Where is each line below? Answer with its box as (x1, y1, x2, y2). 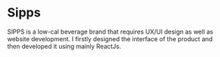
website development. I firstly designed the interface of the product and (7, 34, 213, 43)
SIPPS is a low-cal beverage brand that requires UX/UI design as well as (7, 27, 214, 36)
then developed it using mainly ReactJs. (7, 42, 121, 50)
